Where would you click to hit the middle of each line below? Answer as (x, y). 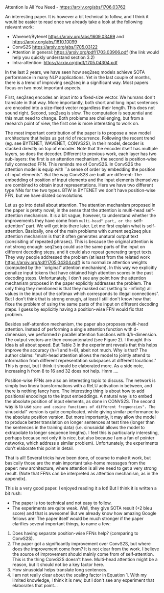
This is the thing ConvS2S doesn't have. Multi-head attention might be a (85, 559)
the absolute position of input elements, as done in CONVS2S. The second (80, 401)
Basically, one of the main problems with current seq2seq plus (88, 231)
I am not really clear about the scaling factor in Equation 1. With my (79, 575)
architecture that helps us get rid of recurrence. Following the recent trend (80, 138)
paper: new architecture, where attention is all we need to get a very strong (81, 468)
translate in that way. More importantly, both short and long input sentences (82, 102)
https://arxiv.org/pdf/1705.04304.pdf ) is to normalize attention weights (76, 262)
